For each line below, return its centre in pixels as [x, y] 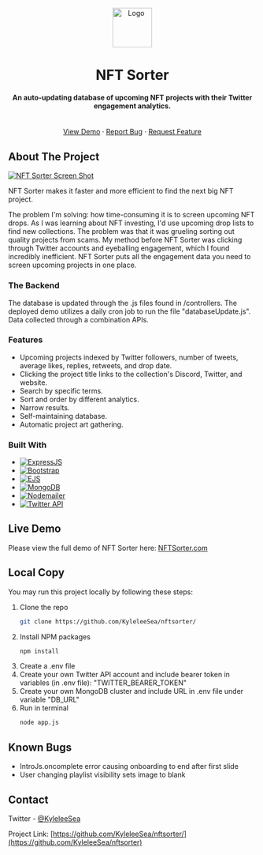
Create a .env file [47, 666]
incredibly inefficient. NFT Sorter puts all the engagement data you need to [130, 257]
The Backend [34, 285]
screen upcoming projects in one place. [72, 265]
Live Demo [35, 529]
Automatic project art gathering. [71, 424]
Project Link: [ [31, 834]
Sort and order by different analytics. [79, 399]
